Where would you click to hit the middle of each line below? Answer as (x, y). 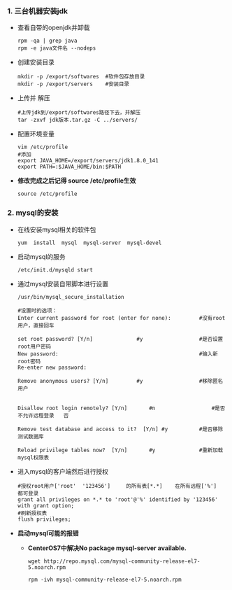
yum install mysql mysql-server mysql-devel (89, 243)
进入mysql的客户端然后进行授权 (63, 471)
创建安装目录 (36, 62)
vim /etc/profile (43, 147)
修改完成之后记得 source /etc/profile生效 (77, 181)
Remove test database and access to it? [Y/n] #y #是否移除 (120, 429)
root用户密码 (34, 346)
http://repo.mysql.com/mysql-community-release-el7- (122, 561)
